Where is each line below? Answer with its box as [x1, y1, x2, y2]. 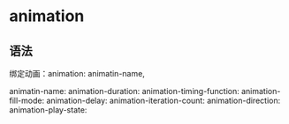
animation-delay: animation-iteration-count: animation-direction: [46, 95, 281, 106]
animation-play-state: [9, 105, 87, 115]
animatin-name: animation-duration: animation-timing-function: [9, 86, 240, 96]
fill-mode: [9, 95, 45, 106]
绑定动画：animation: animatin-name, [9, 69, 146, 78]
